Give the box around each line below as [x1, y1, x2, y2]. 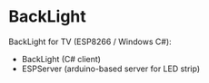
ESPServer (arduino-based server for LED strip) [21, 63, 201, 74]
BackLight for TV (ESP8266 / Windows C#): [8, 36, 172, 47]
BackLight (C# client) [21, 53, 102, 64]
